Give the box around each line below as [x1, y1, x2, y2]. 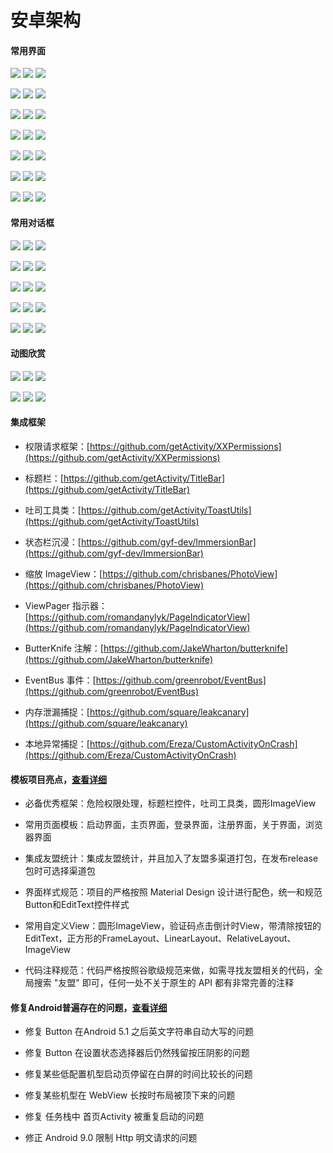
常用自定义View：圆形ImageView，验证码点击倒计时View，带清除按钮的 [24, 920, 322, 932]
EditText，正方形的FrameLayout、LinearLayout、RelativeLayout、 [24, 932, 297, 945]
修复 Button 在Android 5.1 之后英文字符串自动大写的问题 [24, 1026, 255, 1038]
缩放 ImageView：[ [24, 568, 103, 580]
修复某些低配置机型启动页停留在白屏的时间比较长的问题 [24, 1068, 253, 1080]
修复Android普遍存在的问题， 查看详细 [10, 1001, 168, 1013]
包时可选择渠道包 [24, 865, 96, 877]
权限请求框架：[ [24, 441, 90, 452]
